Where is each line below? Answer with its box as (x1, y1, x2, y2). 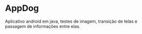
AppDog (5, 3, 39, 14)
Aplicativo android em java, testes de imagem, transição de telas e (5, 18, 138, 24)
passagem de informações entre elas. (5, 23, 81, 29)
